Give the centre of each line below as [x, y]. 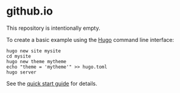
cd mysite [19, 56]
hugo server [21, 72]
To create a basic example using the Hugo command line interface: [90, 40]
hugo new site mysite [34, 51]
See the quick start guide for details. [52, 83]
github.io [30, 11]
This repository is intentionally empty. [53, 28]
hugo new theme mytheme [36, 61]
